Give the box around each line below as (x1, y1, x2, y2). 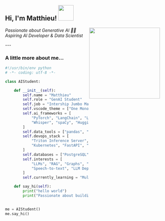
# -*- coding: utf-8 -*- (5, 70, 56, 75)
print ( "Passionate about (23, 193, 74, 198)
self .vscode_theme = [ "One (23, 107, 78, 111)
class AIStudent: (5, 79, 41, 84)
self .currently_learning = (23, 175, 78, 180)
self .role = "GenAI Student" (23, 97, 82, 102)
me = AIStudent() (5, 207, 41, 212)
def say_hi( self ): (14, 184, 52, 189)
